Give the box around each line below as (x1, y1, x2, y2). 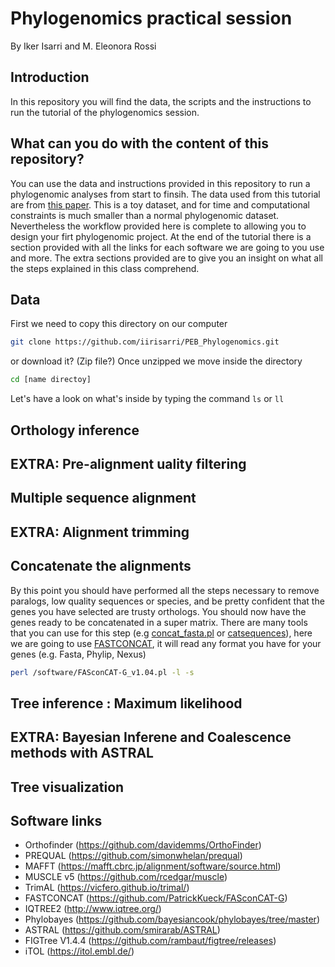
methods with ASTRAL (10, 745, 154, 762)
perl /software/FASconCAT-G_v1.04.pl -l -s (10, 667, 195, 677)
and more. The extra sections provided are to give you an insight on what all (10, 252, 323, 264)
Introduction (10, 69, 90, 86)
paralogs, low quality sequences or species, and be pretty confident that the (10, 595, 325, 607)
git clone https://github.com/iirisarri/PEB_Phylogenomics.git (10, 337, 280, 347)
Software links (10, 812, 103, 829)
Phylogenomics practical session (10, 7, 293, 30)
